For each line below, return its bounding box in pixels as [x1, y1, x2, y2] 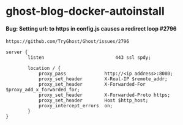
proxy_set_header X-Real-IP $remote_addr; [38, 76, 168, 82]
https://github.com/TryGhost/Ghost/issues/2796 [6, 39, 130, 45]
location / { [28, 66, 61, 72]
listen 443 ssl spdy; [28, 55, 151, 61]
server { [6, 49, 28, 56]
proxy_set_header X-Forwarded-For [38, 81, 146, 88]
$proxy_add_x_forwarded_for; [6, 87, 80, 93]
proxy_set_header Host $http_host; [38, 97, 149, 104]
